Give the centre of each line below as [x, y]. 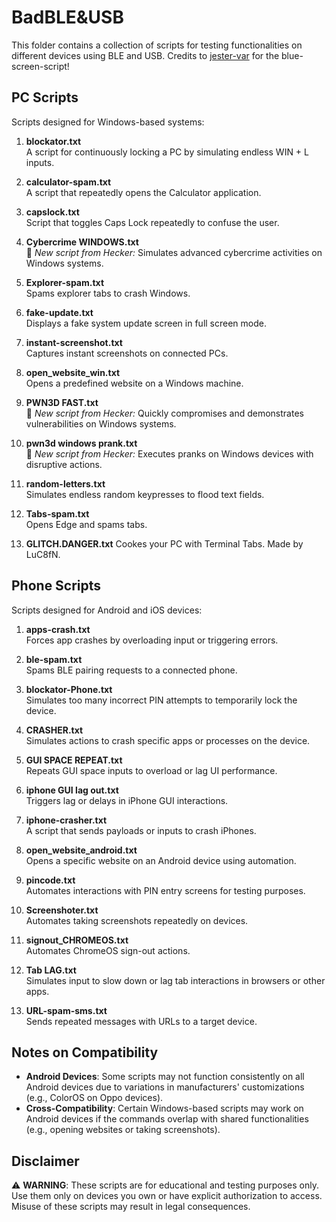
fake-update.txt [59, 312]
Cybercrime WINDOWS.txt [82, 242]
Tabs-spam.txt [57, 513]
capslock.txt [52, 212]
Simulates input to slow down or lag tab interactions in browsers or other [175, 980]
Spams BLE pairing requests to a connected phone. [131, 670]
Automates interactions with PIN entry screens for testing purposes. [165, 890]
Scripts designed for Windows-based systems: [108, 122]
